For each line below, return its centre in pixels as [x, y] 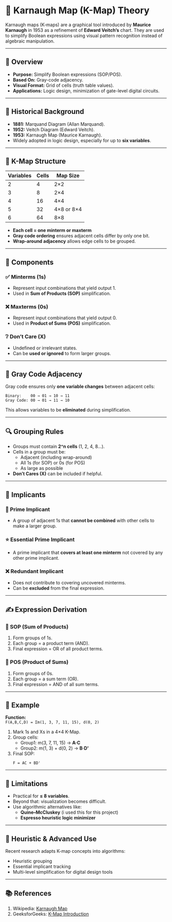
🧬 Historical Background [45, 112]
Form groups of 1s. [33, 638]
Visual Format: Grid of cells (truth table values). [63, 85]
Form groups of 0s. [33, 673]
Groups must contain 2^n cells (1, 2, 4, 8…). [59, 446]
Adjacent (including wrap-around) [56, 457]
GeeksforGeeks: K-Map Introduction [51, 914]
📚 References [28, 894]
